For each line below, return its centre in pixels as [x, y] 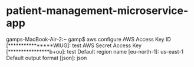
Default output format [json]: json [47, 58]
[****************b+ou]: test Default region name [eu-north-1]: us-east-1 [95, 51]
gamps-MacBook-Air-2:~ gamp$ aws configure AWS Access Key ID [88, 39]
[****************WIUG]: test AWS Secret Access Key [74, 45]
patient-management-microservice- [97, 11]
